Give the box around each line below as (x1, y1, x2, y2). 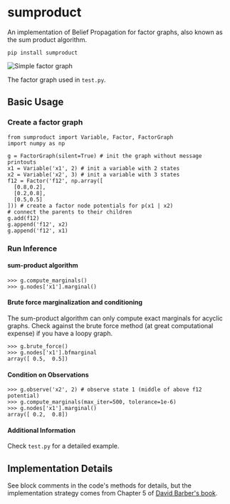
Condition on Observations (7, 370, 89, 379)
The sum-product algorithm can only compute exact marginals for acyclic (7, 314, 223, 322)
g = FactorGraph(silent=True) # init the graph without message (7, 152, 202, 159)
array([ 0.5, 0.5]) (7, 355, 69, 362)
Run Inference (7, 243, 58, 253)
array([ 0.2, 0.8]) (7, 411, 69, 419)
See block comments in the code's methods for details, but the (7, 481, 192, 490)
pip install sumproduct (7, 49, 78, 56)
